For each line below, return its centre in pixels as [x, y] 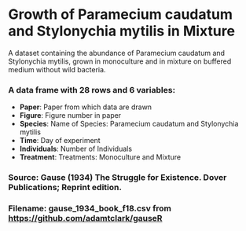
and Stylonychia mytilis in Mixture [122, 31]
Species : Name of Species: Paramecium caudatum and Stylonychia [129, 124]
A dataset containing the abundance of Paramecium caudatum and [117, 53]
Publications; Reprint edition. [65, 188]
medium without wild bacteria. [57, 69]
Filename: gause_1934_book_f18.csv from [90, 208]
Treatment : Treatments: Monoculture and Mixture [100, 157]
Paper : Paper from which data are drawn [85, 107]
